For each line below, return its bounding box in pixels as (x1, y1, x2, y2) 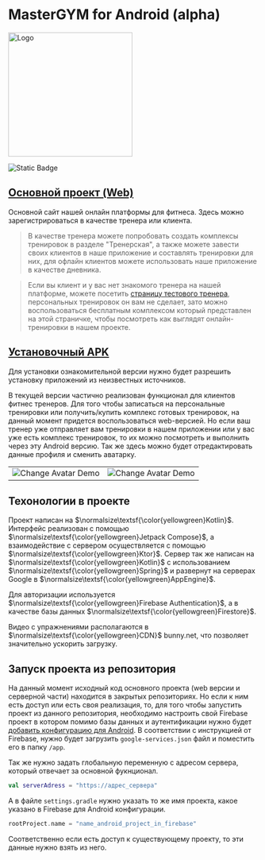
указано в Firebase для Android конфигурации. (8, 804, 167, 814)
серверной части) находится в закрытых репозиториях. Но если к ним (8, 691, 248, 701)
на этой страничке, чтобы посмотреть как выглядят (27, 314, 205, 323)
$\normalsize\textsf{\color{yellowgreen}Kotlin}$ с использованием (8, 558, 230, 568)
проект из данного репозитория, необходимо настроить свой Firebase (8, 709, 248, 719)
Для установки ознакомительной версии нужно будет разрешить (8, 366, 232, 376)
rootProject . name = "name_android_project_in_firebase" (8, 820, 197, 828)
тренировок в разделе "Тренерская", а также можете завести (27, 239, 240, 249)
